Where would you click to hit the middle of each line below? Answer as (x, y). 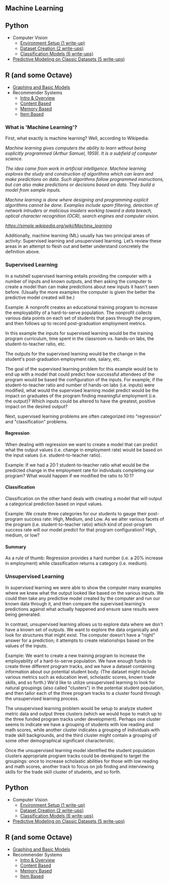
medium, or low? (22, 535)
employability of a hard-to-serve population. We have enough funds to (78, 661)
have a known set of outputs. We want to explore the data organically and (82, 630)
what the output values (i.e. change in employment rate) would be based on (84, 450)
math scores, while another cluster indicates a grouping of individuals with (82, 730)
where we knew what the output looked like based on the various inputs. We (84, 593)
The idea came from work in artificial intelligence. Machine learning (76, 168)
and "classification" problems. (37, 421)
